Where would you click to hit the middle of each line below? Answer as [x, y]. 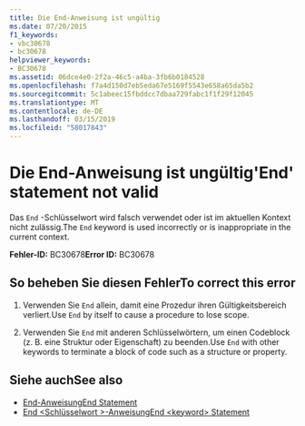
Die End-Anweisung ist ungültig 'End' [152, 173]
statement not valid [84, 193]
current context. [39, 237]
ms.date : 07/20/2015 [49, 26]
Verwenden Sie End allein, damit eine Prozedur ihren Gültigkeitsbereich [154, 305]
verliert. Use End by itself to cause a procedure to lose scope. [136, 314]
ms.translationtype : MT [54, 102]
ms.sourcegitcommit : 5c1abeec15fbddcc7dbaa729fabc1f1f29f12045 [132, 94]
